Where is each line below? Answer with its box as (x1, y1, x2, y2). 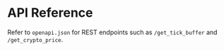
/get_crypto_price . (7, 35, 64, 43)
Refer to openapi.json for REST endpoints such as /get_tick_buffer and (7, 28, 218, 36)
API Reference (7, 5, 93, 21)
